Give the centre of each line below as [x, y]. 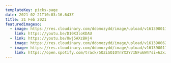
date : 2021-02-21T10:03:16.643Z [39, 15]
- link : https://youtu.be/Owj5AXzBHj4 [51, 39]
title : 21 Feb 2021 [26, 19]
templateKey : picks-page [32, 10]
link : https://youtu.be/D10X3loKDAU [53, 34]
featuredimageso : [24, 24]
